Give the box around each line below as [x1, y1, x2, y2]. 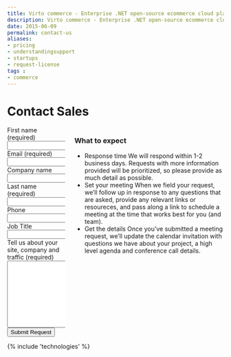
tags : [7, 67, 26, 74]
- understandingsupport [7, 49, 76, 56]
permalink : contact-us [7, 29, 72, 36]
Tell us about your [7, 238, 58, 247]
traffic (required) [7, 253, 54, 262]
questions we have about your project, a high [85, 239, 213, 247]
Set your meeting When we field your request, [85, 181, 215, 189]
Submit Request [10, 329, 52, 336]
